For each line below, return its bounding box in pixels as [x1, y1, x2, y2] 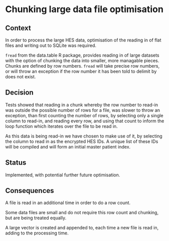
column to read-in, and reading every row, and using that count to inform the [5, 118, 164, 124]
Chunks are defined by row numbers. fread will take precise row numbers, [5, 63, 160, 69]
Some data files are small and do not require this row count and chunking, [5, 210, 159, 216]
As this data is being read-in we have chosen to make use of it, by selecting [5, 133, 162, 139]
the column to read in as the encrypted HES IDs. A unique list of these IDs [5, 138, 158, 144]
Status [5, 158, 27, 167]
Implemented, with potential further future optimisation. [5, 172, 120, 178]
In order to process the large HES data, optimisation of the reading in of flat [5, 37, 161, 43]
